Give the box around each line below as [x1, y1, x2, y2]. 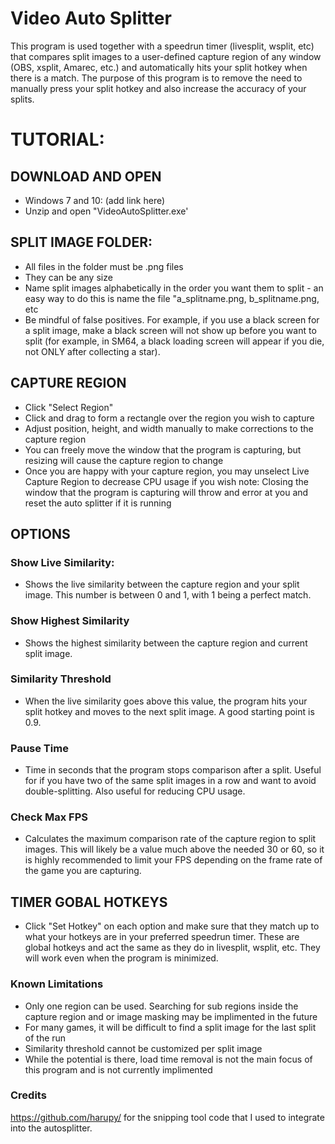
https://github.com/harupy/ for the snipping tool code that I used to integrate [10, 1111, 325, 1123]
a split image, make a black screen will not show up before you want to [24, 324, 317, 336]
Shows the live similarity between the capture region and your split [24, 578, 300, 591]
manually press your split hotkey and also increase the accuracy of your [10, 82, 307, 94]
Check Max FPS [10, 810, 89, 824]
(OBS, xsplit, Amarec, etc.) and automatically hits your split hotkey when [10, 61, 308, 73]
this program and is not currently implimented [24, 1063, 213, 1076]
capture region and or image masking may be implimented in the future [24, 1010, 318, 1022]
